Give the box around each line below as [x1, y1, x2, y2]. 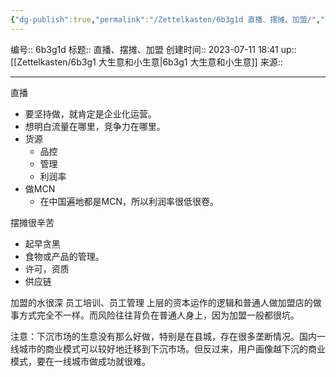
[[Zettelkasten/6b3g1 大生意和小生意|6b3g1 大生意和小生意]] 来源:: [10, 56, 283, 68]
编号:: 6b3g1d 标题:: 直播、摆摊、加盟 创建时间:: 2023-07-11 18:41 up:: [10, 43, 297, 55]
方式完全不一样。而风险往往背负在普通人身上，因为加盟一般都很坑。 [18, 309, 300, 321]
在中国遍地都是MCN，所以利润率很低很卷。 [39, 195, 220, 207]
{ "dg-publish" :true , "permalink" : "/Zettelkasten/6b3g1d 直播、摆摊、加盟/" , [10, 14, 322, 25]
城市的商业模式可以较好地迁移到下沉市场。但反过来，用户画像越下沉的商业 [18, 342, 326, 355]
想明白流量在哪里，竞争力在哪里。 [24, 120, 166, 132]
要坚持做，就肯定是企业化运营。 [24, 107, 157, 120]
